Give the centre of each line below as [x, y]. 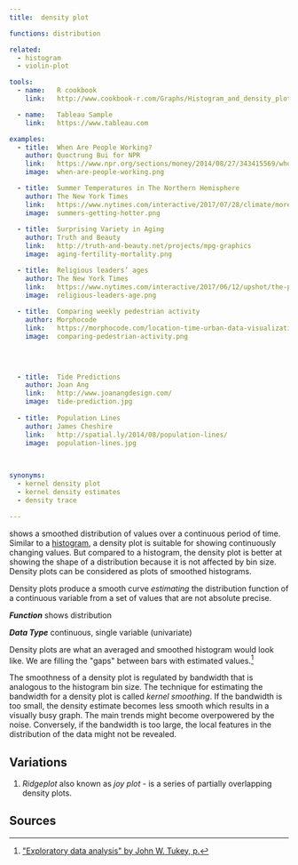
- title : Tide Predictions [69, 377]
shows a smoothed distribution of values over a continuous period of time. [145, 533]
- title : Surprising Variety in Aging [91, 229]
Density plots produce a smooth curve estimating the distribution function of [149, 589]
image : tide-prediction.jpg [79, 402]
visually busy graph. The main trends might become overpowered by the [142, 716]
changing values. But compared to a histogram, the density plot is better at [145, 552]
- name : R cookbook [57, 91]
